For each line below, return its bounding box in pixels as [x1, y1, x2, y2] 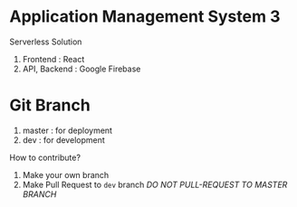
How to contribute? [9, 152, 81, 163]
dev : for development [22, 134, 106, 146]
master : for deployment [22, 125, 113, 136]
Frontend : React [22, 53, 85, 64]
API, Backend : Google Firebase [22, 63, 141, 74]
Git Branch [9, 95, 91, 116]
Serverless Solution [9, 36, 82, 47]
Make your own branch [22, 169, 110, 180]
